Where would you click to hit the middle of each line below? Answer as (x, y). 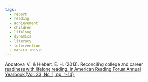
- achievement (24, 23)
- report (18, 14)
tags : (11, 9)
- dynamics (21, 37)
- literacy (21, 41)
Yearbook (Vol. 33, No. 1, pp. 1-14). (40, 74)
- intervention (25, 46)
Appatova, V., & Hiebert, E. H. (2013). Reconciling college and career (74, 64)
